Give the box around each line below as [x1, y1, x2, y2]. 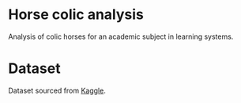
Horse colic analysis [8, 6, 145, 24]
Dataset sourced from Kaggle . [8, 86, 107, 95]
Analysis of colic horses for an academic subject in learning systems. [8, 32, 234, 41]
